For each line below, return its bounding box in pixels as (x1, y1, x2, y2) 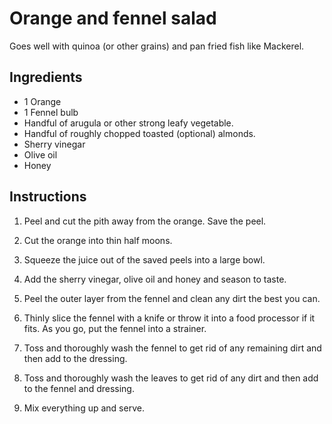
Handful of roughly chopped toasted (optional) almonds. (23, 127, 256, 139)
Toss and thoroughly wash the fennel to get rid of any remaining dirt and (23, 342, 322, 354)
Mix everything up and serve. (23, 402, 145, 414)
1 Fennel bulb (23, 106, 79, 118)
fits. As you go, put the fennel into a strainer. (23, 322, 207, 334)
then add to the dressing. (23, 352, 128, 364)
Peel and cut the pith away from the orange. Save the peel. (23, 215, 267, 227)
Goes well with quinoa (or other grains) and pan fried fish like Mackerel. (9, 40, 305, 52)
